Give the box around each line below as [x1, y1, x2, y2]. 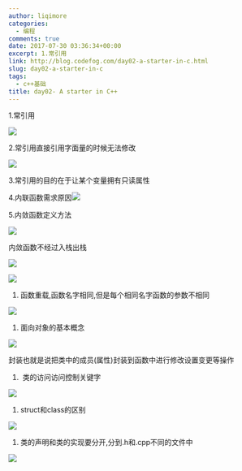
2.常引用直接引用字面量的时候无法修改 [8, 143, 136, 153]
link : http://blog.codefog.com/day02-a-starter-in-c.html [8, 58, 209, 66]
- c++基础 [15, 80, 46, 88]
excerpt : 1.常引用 [8, 50, 67, 58]
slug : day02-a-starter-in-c [8, 65, 104, 73]
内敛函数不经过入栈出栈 [8, 243, 87, 253]
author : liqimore [8, 11, 67, 20]
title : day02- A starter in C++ [8, 87, 118, 96]
